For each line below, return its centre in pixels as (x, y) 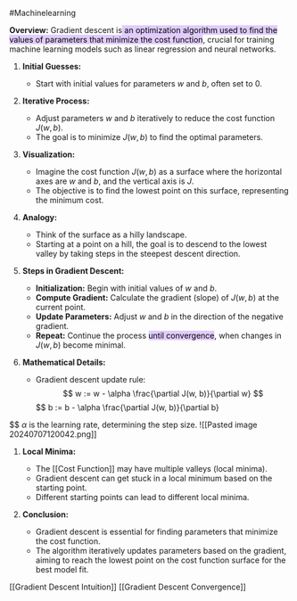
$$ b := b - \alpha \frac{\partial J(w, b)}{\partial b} (128, 408)
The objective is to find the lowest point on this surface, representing (162, 190)
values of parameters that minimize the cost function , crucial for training (142, 40)
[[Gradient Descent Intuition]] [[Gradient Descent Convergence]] (128, 587)
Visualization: (49, 154)
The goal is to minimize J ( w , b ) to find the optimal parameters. (149, 137)
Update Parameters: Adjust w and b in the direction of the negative (159, 317)
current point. (61, 307)
